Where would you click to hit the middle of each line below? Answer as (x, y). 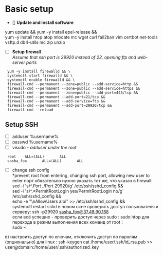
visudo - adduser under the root (44, 147)
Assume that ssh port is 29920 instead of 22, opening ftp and (74, 57)
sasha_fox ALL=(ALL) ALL (45, 161)
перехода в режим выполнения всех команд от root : (67, 222)
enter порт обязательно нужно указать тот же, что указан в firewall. (82, 181)
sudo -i (19, 227)
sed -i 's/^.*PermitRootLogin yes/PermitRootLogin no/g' (68, 191)
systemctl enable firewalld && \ (41, 80)
